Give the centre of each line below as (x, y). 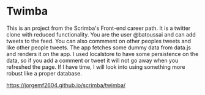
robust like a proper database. (44, 73)
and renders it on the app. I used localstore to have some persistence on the (102, 54)
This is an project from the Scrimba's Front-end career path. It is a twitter (99, 28)
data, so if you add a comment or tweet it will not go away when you (92, 60)
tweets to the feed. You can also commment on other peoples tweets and (99, 41)
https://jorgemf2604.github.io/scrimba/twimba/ (66, 85)
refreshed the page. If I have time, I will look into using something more (96, 67)
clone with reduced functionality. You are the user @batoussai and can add (101, 34)
